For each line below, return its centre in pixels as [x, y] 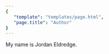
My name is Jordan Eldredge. [41, 45]
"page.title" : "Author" [43, 22]
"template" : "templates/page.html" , [59, 17]
